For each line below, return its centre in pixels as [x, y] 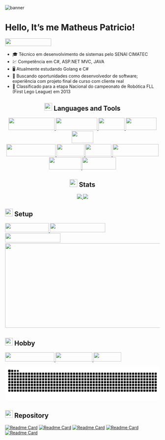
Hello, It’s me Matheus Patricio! [70, 28]
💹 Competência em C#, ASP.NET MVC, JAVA [58, 61]
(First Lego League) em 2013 [41, 91]
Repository [31, 416]
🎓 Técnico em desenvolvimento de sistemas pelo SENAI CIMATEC [80, 54]
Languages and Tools [87, 109]
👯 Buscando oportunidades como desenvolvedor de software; [75, 76]
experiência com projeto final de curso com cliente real [68, 81]
